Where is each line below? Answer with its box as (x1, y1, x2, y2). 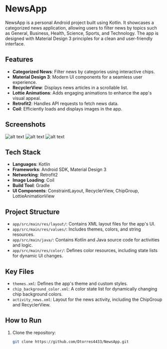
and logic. (12, 242, 33, 248)
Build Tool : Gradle (12, 182, 50, 188)
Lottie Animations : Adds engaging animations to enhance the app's (12, 89, 152, 95)
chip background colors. (12, 291, 63, 297)
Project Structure (5, 207, 60, 216)
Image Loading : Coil (12, 177, 55, 183)
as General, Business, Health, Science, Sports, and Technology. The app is (5, 30, 159, 36)
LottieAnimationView (12, 193, 55, 199)
